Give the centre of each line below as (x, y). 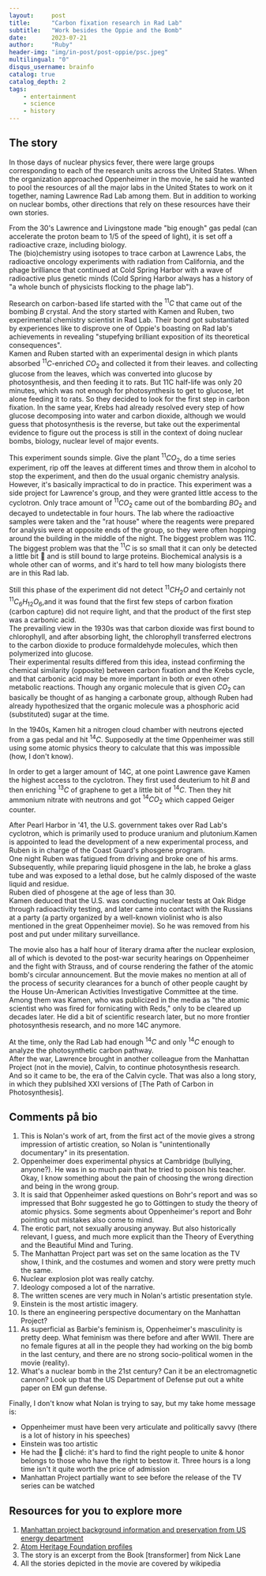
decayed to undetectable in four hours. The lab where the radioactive (122, 513)
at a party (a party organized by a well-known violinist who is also (116, 917)
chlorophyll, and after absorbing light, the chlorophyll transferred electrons (130, 637)
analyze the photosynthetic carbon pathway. (81, 1050)
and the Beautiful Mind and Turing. (77, 1245)
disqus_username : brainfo (51, 67)
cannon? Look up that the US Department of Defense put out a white (132, 1380)
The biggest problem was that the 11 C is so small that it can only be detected (133, 547)
